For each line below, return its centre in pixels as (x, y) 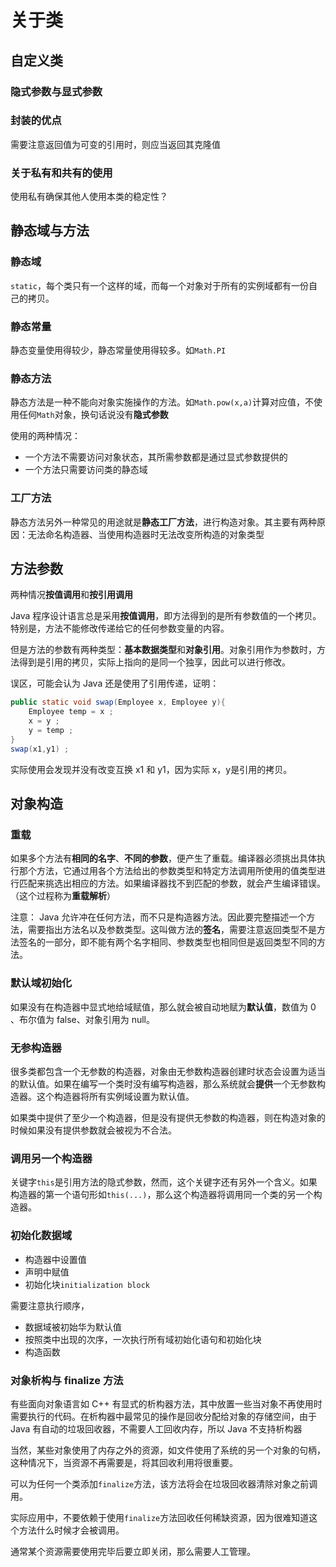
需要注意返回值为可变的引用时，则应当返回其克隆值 (115, 144)
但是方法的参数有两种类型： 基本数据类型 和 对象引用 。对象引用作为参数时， (163, 650)
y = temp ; (51, 731)
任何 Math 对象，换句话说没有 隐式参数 (93, 415)
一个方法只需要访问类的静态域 (86, 470)
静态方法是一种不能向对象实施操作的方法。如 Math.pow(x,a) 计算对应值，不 (162, 402)
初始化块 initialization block (87, 1284)
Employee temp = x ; (71, 712)
